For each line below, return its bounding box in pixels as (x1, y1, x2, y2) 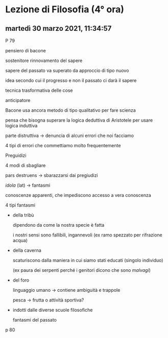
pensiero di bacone (5, 48, 46, 53)
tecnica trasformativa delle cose (5, 87, 73, 93)
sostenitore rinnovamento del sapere (5, 57, 83, 64)
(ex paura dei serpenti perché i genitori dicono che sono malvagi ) (12, 267, 151, 273)
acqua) (12, 237, 28, 243)
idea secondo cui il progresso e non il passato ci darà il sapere (5, 77, 137, 83)
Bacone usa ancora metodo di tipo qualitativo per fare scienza (5, 107, 136, 113)
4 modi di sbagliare (5, 163, 46, 168)
